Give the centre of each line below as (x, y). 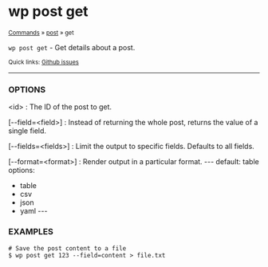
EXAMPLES (31, 232)
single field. (27, 131)
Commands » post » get (41, 33)
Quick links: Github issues (44, 62)
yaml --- (33, 211)
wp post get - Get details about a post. (72, 47)
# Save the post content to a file (67, 248)
